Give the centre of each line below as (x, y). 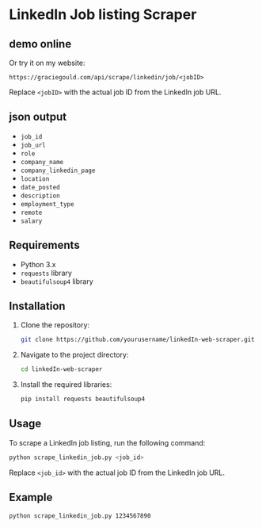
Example (31, 497)
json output (38, 117)
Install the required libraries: (66, 385)
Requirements (44, 245)
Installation (37, 306)
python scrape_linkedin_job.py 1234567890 (80, 516)
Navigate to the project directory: (74, 355)
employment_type (47, 204)
